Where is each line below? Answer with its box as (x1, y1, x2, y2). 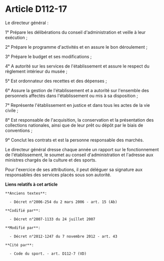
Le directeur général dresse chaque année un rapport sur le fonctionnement (5, 146, 159, 152)
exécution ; (5, 34, 28, 40)
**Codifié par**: (5, 208, 41, 213)
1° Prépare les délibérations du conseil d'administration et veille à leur (5, 29, 146, 35)
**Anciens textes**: (5, 191, 48, 196)
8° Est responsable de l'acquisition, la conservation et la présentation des (5, 117, 154, 123)
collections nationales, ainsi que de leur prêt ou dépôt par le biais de (5, 122, 143, 128)
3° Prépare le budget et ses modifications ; (5, 53, 92, 60)
